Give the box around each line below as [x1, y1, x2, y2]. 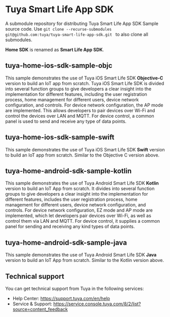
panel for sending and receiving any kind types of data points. [5, 223, 135, 230]
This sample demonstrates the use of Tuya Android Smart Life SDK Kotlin [5, 180, 159, 187]
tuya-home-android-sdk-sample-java [5, 238, 127, 247]
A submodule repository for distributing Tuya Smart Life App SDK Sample [5, 20, 159, 27]
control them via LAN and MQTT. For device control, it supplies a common [5, 218, 160, 224]
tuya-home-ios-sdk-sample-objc [5, 61, 113, 70]
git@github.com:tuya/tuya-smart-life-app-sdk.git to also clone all [5, 31, 149, 37]
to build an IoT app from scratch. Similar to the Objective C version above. [5, 152, 160, 158]
